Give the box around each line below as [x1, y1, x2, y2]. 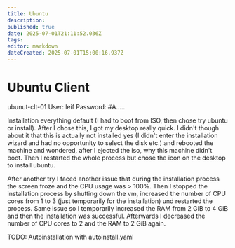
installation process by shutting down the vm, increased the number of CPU [7, 189, 227, 198]
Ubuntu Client [7, 80, 90, 95]
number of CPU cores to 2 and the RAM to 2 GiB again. [7, 219, 166, 228]
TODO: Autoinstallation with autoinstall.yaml [7, 233, 134, 241]
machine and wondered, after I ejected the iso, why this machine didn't [7, 146, 213, 154]
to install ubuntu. [7, 160, 56, 169]
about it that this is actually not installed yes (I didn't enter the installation [7, 131, 218, 139]
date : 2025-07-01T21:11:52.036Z [7, 29, 102, 37]
